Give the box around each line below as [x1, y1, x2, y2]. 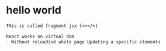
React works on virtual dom [6, 33, 75, 39]
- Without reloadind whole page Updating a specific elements [6, 39, 161, 45]
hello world [6, 4, 61, 17]
